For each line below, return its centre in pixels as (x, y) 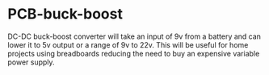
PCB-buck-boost (65, 14)
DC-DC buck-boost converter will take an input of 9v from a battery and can (134, 36)
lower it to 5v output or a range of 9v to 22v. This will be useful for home (128, 44)
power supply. (31, 62)
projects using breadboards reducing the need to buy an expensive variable (134, 53)
